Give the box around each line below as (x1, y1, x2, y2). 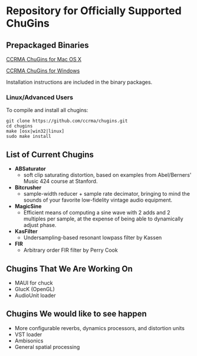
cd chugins (6, 123, 33, 129)
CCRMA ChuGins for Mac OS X (6, 56, 81, 62)
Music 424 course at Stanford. (23, 178, 98, 185)
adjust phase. (23, 222, 57, 229)
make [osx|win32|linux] (6, 128, 65, 134)
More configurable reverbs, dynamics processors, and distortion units (14, 324, 185, 331)
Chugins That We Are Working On (6, 263, 133, 273)
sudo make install (6, 134, 51, 140)
